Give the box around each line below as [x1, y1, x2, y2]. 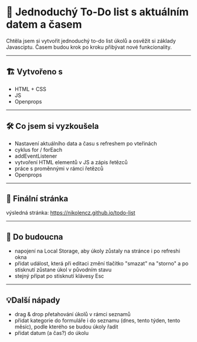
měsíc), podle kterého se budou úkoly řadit [14, 323, 118, 330]
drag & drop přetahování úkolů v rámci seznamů [14, 311, 131, 317]
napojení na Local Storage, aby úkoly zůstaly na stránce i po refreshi [14, 247, 181, 255]
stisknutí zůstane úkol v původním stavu [14, 266, 112, 273]
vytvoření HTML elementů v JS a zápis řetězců [14, 158, 128, 165]
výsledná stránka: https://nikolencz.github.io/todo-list [6, 209, 136, 217]
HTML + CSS [14, 85, 47, 92]
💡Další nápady [6, 295, 60, 305]
